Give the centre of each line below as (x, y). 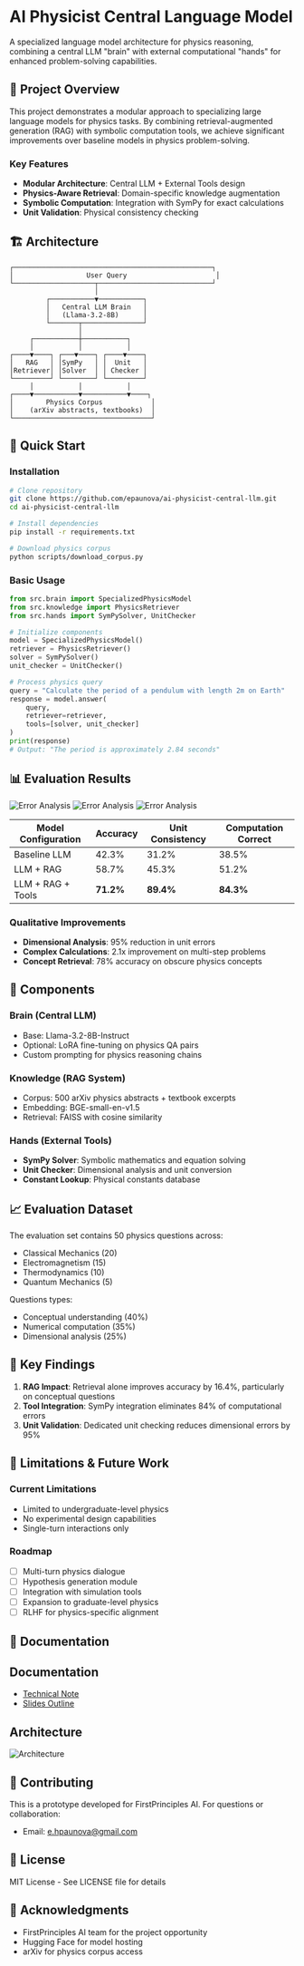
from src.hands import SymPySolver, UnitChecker (103, 615)
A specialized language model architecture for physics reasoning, (132, 42)
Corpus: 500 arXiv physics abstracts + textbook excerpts (129, 1098)
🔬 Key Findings (52, 1365)
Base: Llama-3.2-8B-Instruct (76, 1035)
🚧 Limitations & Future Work (89, 1463)
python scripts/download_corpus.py (76, 557)
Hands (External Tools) (61, 1140)
